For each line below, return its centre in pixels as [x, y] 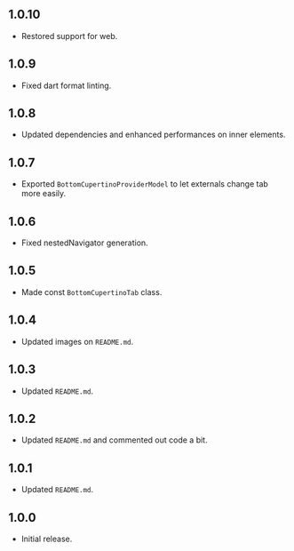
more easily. [44, 194]
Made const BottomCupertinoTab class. [91, 291]
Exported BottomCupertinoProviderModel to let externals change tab [144, 184]
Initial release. [47, 539]
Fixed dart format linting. [66, 85]
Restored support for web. [69, 36]
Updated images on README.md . [77, 341]
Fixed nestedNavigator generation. [84, 243]
